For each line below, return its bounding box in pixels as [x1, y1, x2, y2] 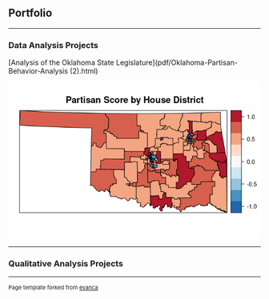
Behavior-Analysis [8, 66, 68, 76]
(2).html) [69, 66, 98, 76]
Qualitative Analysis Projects [8, 257, 124, 269]
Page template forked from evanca [8, 283, 98, 291]
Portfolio [8, 6, 53, 20]
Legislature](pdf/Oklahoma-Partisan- [115, 58, 239, 67]
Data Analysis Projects [8, 39, 98, 50]
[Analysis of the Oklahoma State [8, 58, 114, 67]
